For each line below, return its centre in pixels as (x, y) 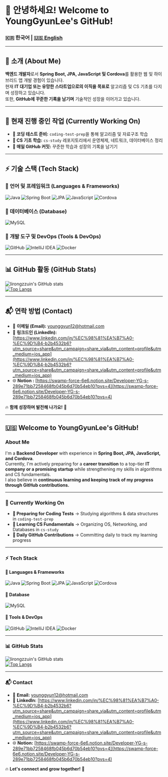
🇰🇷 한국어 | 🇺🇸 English (34, 38)
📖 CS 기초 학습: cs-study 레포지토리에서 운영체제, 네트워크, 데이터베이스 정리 (87, 140)
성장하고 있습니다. (28, 93)
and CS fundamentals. (28, 474)
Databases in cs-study (35, 529)
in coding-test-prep (33, 519)
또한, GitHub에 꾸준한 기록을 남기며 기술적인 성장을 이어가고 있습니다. (73, 99)
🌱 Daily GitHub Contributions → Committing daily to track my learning (85, 535)
